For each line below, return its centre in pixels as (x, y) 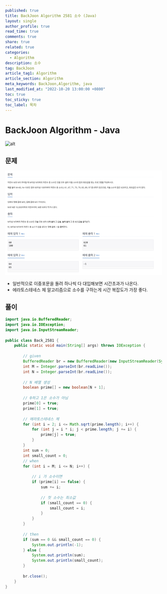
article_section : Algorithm (34, 79)
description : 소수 (23, 63)
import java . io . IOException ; (35, 325)
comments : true (21, 37)
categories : (17, 52)
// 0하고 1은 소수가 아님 (46, 398)
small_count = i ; (67, 508)
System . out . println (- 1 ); (57, 545)
